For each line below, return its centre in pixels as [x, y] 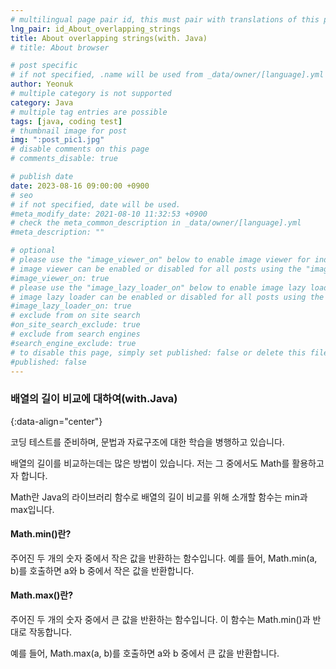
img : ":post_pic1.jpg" [57, 140]
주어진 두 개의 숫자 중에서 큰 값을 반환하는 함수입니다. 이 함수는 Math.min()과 [160, 620]
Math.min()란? [41, 534]
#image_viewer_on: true [60, 278]
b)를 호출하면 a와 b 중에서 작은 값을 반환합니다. [102, 570]
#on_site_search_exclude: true [75, 325]
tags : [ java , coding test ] [66, 121]
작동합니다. [50, 632]
